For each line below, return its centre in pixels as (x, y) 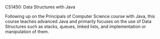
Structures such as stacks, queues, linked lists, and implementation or (76, 26)
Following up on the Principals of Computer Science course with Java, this (80, 16)
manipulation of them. (27, 32)
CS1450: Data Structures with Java (40, 7)
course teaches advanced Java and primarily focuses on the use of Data (78, 21)
